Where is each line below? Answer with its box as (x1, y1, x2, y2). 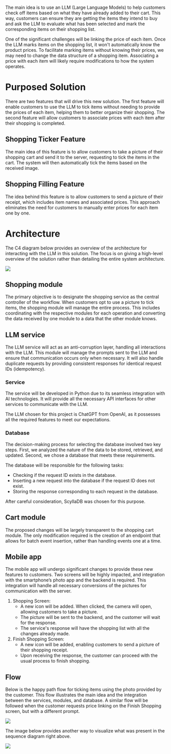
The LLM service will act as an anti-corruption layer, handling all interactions (5, 344, 166, 351)
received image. (5, 165, 39, 171)
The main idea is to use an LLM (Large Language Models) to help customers (5, 5, 166, 10)
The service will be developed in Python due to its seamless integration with (5, 390, 165, 397)
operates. (5, 64, 26, 69)
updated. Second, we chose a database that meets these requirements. (5, 452, 156, 458)
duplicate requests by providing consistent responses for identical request (5, 360, 162, 366)
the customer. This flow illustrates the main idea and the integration (5, 692, 147, 698)
